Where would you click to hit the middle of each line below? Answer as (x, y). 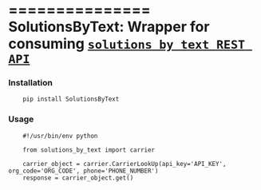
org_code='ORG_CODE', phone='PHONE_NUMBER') (83, 171)
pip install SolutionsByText (71, 99)
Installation (31, 83)
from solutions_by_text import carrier (89, 150)
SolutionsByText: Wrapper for (109, 27)
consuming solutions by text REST (127, 44)
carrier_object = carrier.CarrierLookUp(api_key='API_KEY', (125, 164)
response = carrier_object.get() (78, 178)
